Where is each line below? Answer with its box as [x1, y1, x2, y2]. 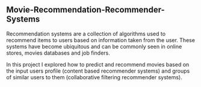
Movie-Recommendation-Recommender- [6, 5, 165, 15]
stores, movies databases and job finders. [6, 49, 110, 56]
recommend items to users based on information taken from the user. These [6, 36, 196, 44]
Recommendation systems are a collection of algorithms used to [6, 30, 166, 37]
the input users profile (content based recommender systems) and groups [6, 67, 190, 74]
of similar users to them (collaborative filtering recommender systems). [6, 73, 182, 80]
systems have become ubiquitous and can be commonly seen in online [6, 43, 182, 50]
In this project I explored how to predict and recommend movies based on [6, 61, 190, 68]
